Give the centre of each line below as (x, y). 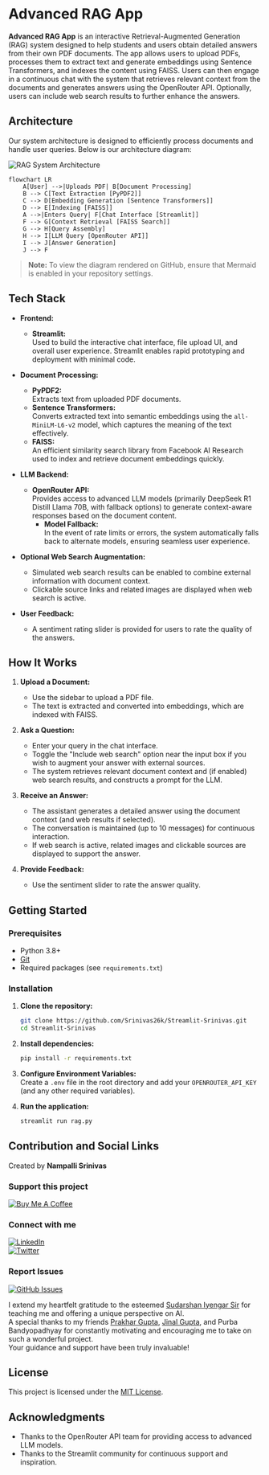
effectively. (50, 433)
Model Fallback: (71, 524)
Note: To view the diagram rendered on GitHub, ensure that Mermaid (142, 264)
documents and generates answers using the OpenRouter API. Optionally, (130, 87)
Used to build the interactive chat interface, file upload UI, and (135, 342)
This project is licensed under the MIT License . (86, 1392)
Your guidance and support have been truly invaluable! (99, 1347)
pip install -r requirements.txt (76, 1059)
